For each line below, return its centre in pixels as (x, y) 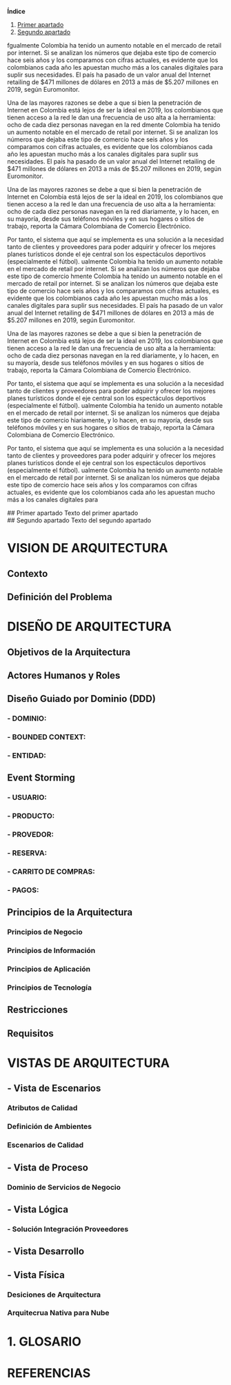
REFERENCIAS (49, 1373)
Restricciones (38, 1010)
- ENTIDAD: (27, 756)
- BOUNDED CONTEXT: (47, 737)
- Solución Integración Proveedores (68, 1229)
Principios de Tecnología (49, 988)
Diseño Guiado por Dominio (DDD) (82, 699)
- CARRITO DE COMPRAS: (51, 872)
